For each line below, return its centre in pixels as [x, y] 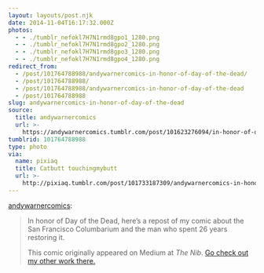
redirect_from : [33, 67]
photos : [21, 30]
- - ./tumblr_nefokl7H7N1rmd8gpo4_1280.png [87, 60]
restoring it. [46, 237]
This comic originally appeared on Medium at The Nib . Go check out [138, 253]
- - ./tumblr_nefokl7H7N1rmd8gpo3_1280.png [87, 52]
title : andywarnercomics [56, 118]
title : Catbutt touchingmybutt [66, 169]
